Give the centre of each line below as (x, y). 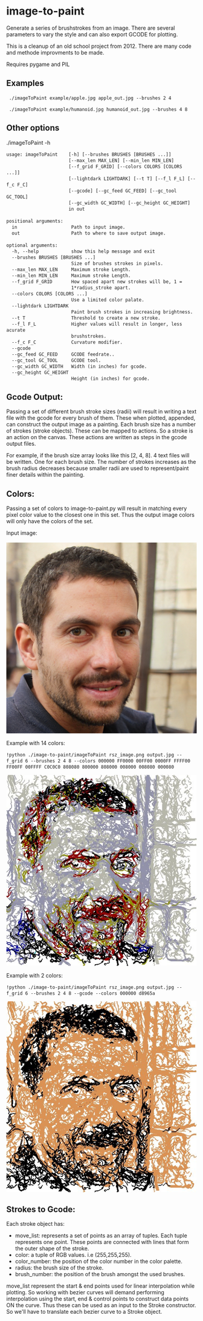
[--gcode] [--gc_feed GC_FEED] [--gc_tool (123, 191)
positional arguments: (35, 221)
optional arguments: (32, 245)
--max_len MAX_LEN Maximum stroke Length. (71, 270)
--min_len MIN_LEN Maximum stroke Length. (71, 276)
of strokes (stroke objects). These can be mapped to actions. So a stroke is (100, 431)
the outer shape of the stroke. (52, 1248)
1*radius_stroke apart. (101, 288)
